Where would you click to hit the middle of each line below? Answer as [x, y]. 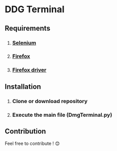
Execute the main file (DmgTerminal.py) [62, 115]
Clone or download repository [50, 101]
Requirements [27, 28]
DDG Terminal [35, 9]
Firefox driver [29, 70]
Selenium [24, 43]
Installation [23, 86]
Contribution [25, 131]
